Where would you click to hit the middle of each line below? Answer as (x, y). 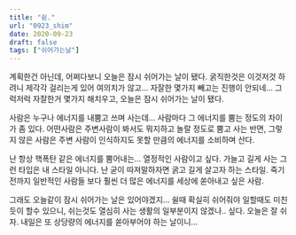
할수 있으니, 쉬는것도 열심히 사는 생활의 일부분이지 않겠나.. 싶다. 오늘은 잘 (152, 211)
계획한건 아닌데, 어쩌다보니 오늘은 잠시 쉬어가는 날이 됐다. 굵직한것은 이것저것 (143, 77)
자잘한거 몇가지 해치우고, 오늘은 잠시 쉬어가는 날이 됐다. (128, 99)
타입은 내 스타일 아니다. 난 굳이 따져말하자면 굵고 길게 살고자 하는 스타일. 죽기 (152, 170)
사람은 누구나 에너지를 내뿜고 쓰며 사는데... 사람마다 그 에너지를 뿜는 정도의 (138, 118)
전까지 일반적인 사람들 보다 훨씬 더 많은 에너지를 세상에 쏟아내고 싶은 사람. (136, 181)
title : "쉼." (32, 17)
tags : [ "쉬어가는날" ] (44, 51)
